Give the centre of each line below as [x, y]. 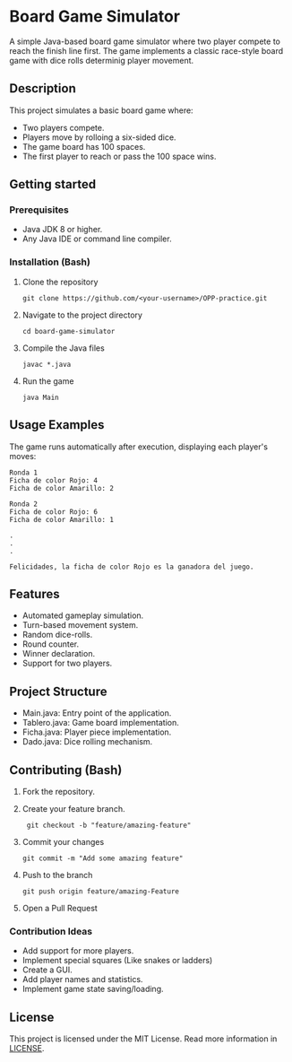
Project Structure [58, 691]
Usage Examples [57, 425]
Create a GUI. [47, 970]
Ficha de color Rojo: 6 [54, 512]
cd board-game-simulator [69, 331]
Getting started [53, 184]
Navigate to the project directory [82, 315]
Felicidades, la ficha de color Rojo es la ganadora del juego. [132, 567]
